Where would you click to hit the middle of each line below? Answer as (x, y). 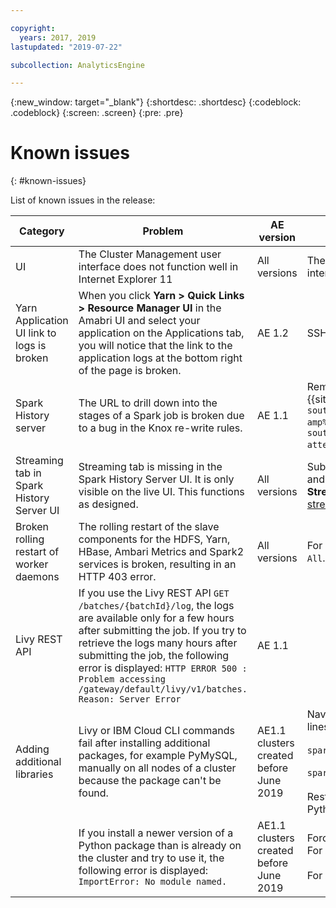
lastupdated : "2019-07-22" (66, 47)
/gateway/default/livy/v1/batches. (163, 689)
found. (93, 793)
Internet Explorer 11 (125, 279)
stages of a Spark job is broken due (161, 416)
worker (32, 564)
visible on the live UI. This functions (161, 492)
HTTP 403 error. (117, 577)
